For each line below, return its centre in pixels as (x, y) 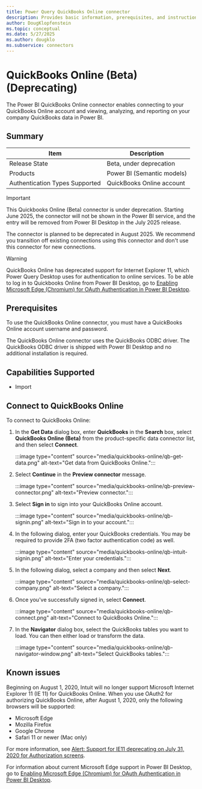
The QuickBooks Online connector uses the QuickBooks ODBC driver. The (98, 341)
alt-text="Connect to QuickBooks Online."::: (104, 618)
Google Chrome (35, 731)
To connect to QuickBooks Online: (48, 420)
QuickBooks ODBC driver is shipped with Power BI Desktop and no (89, 347)
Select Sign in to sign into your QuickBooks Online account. (89, 504)
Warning (17, 258)
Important (18, 198)
